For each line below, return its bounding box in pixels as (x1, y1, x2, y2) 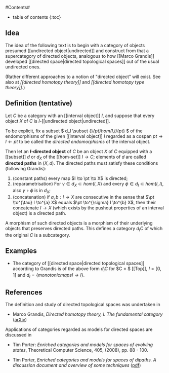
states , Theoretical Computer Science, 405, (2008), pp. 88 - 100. (12, 347, 148, 353)
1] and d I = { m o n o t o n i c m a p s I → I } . (12, 272, 85, 279)
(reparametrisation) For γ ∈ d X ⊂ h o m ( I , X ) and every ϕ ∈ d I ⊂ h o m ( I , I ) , (12, 181, 164, 188)
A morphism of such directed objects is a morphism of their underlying (5, 220, 153, 226)
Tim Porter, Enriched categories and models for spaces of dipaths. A (12, 357, 157, 363)
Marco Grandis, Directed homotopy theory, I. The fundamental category (12, 311, 163, 317)
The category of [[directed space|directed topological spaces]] (12, 260, 145, 266)
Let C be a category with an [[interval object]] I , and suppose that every (5, 113, 155, 119)
